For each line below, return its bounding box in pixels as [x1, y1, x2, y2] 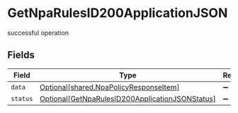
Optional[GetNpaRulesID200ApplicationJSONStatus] [40, 94, 216, 104]
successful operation [7, 28, 69, 37]
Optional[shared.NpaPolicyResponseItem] [40, 82, 180, 92]
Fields [7, 49, 35, 61]
